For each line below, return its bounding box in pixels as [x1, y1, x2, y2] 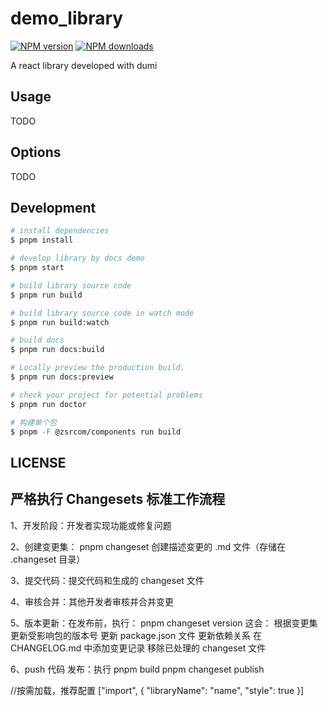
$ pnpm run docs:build [10, 345, 105, 355]
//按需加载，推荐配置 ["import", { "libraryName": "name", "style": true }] [10, 684, 305, 696]
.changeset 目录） [10, 553, 86, 565]
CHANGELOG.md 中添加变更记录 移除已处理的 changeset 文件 [10, 642, 267, 654]
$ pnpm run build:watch [10, 317, 110, 327]
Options [10, 144, 62, 161]
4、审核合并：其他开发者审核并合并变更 [10, 595, 175, 607]
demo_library [10, 7, 124, 30]
